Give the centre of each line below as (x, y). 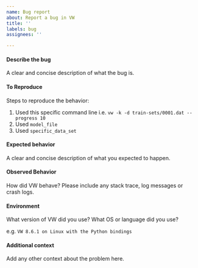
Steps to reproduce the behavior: (48, 100)
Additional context (30, 245)
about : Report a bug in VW (41, 18)
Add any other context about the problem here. (65, 259)
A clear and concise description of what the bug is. (70, 73)
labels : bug (21, 29)
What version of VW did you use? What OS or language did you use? (92, 219)
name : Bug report (28, 12)
